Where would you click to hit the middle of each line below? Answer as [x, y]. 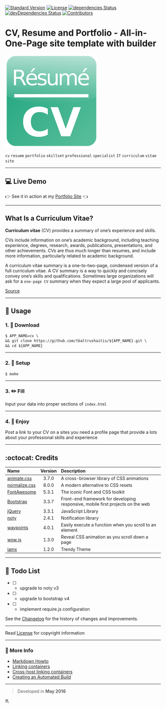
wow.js [14, 539]
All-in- [133, 33]
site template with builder [103, 43]
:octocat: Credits [32, 458]
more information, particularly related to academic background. [70, 256]
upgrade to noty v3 [39, 588]
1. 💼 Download [22, 325]
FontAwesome [22, 492]
